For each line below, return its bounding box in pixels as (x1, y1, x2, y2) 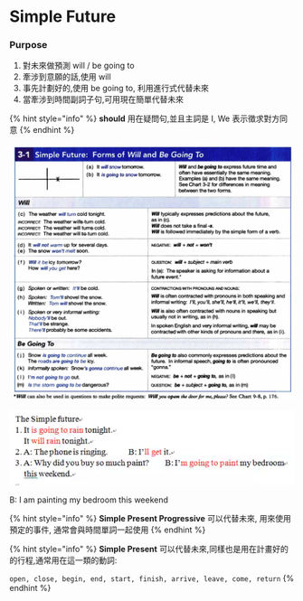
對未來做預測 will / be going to (22, 61, 135, 71)
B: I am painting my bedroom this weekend (9, 494, 169, 505)
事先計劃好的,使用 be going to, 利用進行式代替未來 (22, 83, 210, 94)
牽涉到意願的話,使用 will (22, 71, 111, 82)
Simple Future (9, 6, 117, 27)
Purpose (9, 39, 48, 52)
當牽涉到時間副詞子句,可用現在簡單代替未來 (22, 94, 184, 105)
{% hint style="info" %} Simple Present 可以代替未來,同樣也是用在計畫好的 (9, 544, 289, 555)
